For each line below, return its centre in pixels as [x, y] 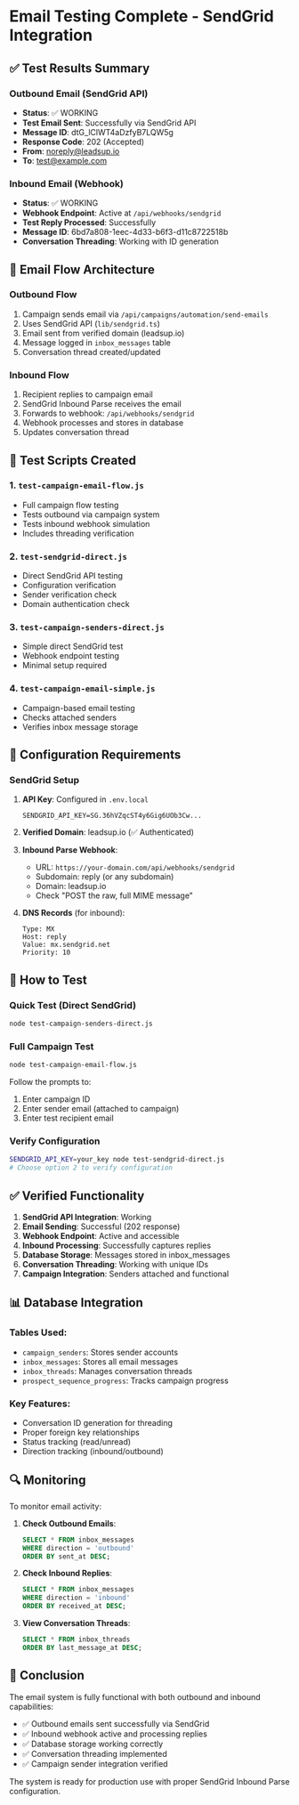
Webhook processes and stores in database [103, 423]
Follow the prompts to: [50, 1082]
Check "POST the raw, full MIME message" [114, 895]
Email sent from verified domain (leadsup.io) [103, 333]
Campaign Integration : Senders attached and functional [125, 1274]
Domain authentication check [76, 604]
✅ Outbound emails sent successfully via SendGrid [116, 1723]
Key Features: [40, 1404]
